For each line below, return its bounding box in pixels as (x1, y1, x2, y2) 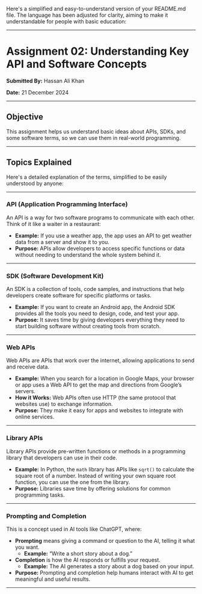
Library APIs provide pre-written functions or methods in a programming (6, 447, 186, 455)
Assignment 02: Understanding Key (6, 44, 189, 58)
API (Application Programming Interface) (6, 200, 128, 209)
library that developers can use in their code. (6, 454, 117, 461)
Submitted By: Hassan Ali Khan (6, 77, 85, 84)
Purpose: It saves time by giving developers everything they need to (14, 316, 185, 323)
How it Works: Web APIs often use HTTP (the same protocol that (14, 394, 176, 402)
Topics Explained (6, 158, 72, 168)
